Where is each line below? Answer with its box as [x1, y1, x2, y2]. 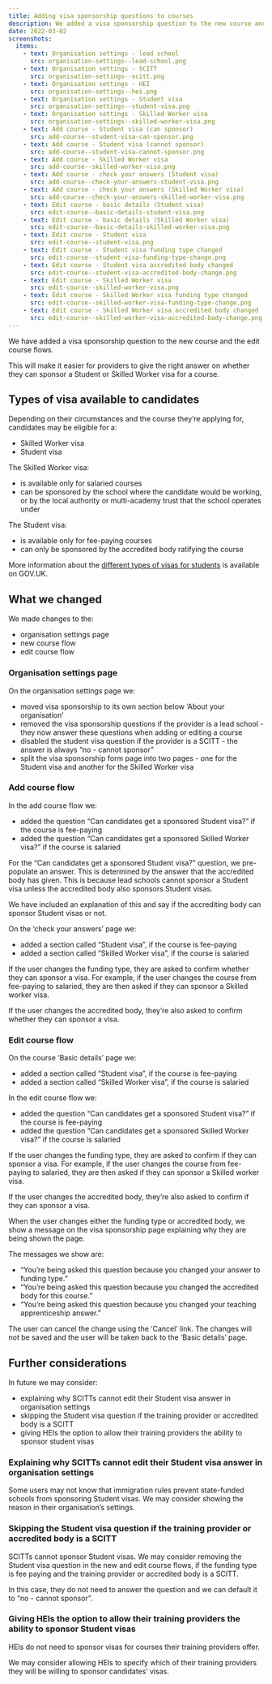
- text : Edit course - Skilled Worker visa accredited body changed [23, 306, 259, 314]
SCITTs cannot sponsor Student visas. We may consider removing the [8, 1552, 242, 1561]
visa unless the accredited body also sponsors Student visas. [8, 883, 213, 893]
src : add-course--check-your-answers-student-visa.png [29, 178, 219, 187]
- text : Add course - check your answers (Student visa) [23, 171, 219, 179]
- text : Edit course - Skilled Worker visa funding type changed [23, 291, 249, 300]
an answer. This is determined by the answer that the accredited [39, 866, 254, 876]
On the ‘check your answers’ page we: [8, 923, 137, 934]
